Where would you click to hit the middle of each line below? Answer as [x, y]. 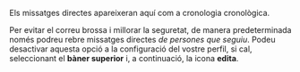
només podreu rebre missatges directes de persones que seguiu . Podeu [142, 40]
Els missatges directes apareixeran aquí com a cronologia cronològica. [140, 13]
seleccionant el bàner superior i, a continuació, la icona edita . [124, 58]
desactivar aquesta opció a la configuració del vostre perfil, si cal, [131, 49]
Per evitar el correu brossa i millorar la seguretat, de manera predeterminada [150, 30]
